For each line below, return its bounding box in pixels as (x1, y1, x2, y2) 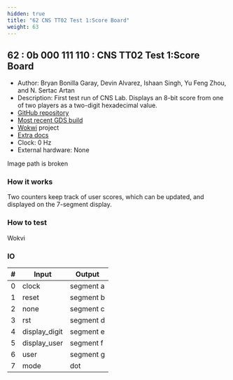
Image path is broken (7, 159, 69, 168)
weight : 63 (7, 23, 39, 30)
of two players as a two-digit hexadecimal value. (17, 101, 157, 109)
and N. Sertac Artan (17, 86, 75, 95)
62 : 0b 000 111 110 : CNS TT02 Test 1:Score (7, 49, 200, 61)
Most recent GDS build (17, 116, 83, 125)
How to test (7, 218, 48, 228)
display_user (22, 338, 64, 348)
